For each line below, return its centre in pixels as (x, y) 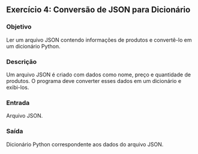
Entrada (18, 103)
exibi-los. (18, 87)
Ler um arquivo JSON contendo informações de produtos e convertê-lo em (99, 40)
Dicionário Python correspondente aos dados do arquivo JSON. (85, 144)
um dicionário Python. (34, 46)
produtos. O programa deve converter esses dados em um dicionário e (94, 81)
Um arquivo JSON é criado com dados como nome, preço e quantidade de (98, 75)
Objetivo (19, 27)
